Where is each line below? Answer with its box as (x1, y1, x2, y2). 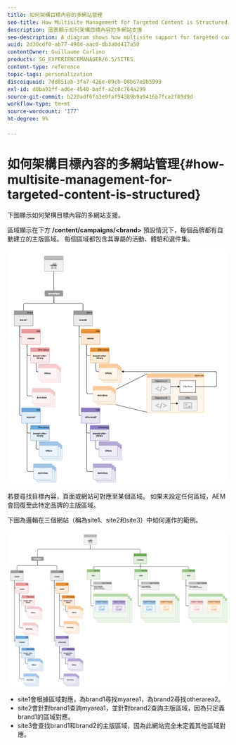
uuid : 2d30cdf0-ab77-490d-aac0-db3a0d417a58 (7, 41, 140, 49)
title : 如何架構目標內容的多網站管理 (7, 11, 103, 18)
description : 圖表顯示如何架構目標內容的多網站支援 (7, 26, 143, 33)
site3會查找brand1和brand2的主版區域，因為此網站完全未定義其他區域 (17, 722, 220, 730)
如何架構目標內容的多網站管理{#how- (7, 156, 225, 172)
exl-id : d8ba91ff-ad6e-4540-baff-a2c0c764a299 (7, 85, 146, 93)
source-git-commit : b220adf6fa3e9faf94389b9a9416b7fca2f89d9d (7, 93, 193, 100)
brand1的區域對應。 (17, 713, 75, 721)
